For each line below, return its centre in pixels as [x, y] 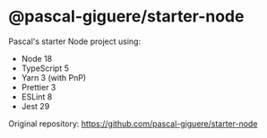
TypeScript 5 [45, 68]
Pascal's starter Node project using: [74, 41]
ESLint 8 [37, 97]
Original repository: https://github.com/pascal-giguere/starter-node [133, 124]
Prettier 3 [39, 87]
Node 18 [37, 58]
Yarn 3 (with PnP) [54, 77]
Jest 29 [35, 106]
